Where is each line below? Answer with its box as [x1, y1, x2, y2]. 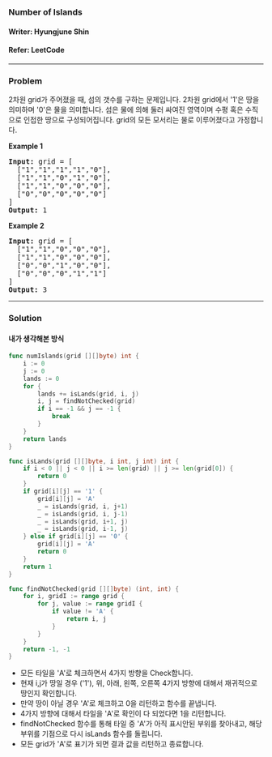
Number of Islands [8, 6, 83, 18]
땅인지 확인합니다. [19, 688, 77, 699]
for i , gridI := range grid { [23, 592, 125, 601]
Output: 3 [8, 285, 47, 294]
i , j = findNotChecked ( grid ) [37, 397, 136, 405]
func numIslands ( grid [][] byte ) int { [8, 352, 139, 361]
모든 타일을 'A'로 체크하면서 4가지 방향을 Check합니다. [19, 668, 193, 678]
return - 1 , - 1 [23, 645, 70, 653]
